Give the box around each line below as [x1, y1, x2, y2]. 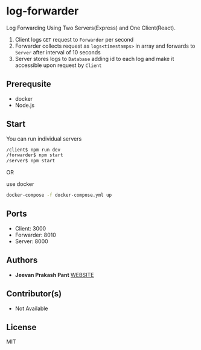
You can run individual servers [6, 135, 82, 142]
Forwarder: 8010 [14, 231, 56, 238]
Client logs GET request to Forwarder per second [14, 36, 134, 43]
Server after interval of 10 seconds [14, 48, 101, 56]
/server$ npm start [6, 158, 56, 164]
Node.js [14, 101, 35, 109]
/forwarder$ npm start [6, 152, 63, 158]
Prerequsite [6, 79, 51, 89]
